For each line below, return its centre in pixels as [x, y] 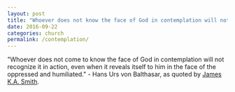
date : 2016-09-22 [33, 26]
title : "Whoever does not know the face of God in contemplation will [112, 20]
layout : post [26, 14]
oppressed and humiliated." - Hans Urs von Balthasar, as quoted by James [114, 75]
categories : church [36, 33]
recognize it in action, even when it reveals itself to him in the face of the [112, 67]
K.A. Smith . [23, 82]
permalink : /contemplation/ [48, 40]
